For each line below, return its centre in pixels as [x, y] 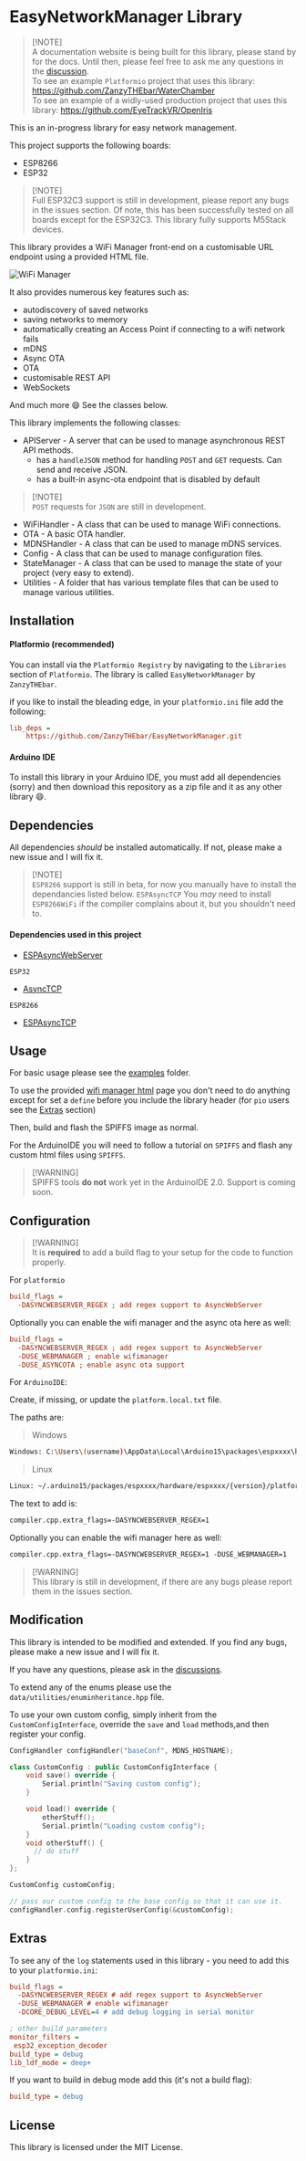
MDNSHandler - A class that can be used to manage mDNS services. [152, 543]
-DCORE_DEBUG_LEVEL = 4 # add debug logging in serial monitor [136, 2012]
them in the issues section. [82, 1591]
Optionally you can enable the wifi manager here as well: [116, 1537]
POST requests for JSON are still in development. [119, 506]
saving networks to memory [75, 319]
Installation [42, 621]
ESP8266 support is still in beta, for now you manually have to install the [164, 885]
